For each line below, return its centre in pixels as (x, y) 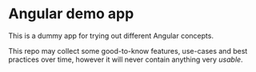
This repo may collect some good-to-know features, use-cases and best (128, 51)
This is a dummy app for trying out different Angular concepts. (111, 36)
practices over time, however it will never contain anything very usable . (126, 59)
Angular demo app (71, 14)
